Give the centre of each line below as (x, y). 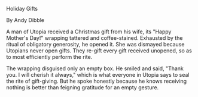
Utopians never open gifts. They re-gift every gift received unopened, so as (99, 51)
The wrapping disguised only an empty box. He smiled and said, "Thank (95, 68)
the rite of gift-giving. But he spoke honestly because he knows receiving (97, 81)
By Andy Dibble (25, 20)
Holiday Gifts (22, 9)
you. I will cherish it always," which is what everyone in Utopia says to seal (98, 75)
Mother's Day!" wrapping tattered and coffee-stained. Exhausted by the (95, 38)
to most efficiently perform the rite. (49, 57)
